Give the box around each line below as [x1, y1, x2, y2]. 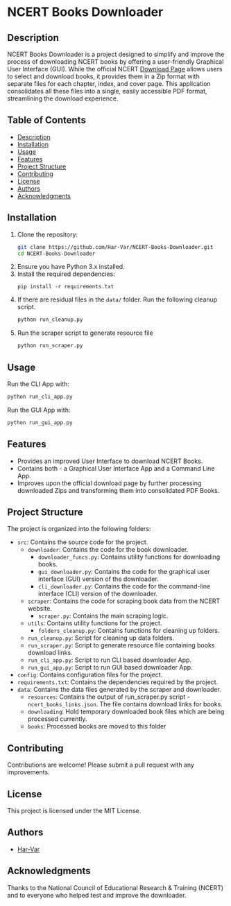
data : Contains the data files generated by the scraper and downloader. [17, 686, 222, 694]
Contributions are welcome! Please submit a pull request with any [7, 760, 194, 769]
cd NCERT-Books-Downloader [17, 250, 96, 257]
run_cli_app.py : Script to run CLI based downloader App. [27, 656, 192, 664]
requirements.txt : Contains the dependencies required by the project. [17, 678, 219, 686]
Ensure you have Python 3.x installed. [17, 263, 125, 271]
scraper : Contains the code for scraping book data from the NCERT [27, 597, 221, 605]
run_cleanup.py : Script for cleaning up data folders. [27, 634, 175, 642]
